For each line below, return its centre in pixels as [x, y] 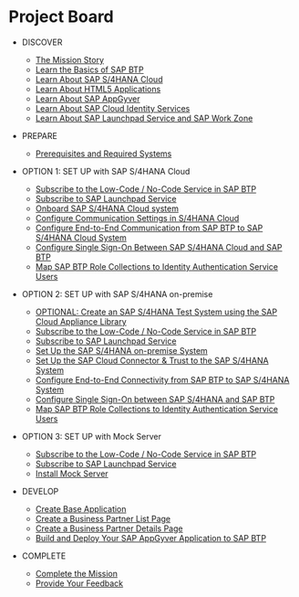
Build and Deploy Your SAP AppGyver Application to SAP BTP [150, 538]
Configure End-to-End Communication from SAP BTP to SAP [149, 228]
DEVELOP [40, 491]
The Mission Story [69, 59]
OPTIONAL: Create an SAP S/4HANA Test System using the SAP [156, 312]
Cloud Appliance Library [81, 321]
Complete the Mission [76, 573]
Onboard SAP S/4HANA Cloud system [107, 208]
